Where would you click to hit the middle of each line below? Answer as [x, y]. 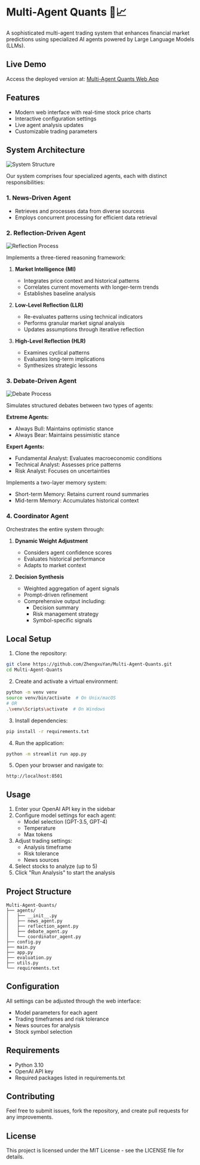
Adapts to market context [55, 565]
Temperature [39, 828]
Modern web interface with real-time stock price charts [83, 112]
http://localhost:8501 [34, 776]
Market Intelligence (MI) [45, 269]
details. [15, 1157]
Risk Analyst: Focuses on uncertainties [62, 471]
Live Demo [26, 64]
